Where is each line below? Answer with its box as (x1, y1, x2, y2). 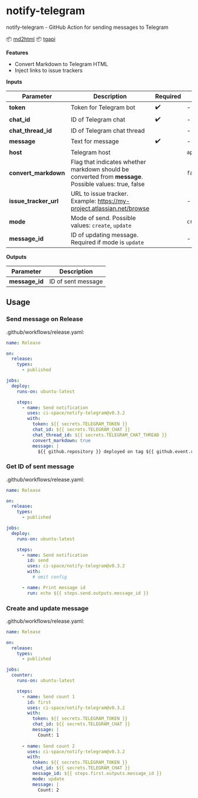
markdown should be (70, 165, 130, 173)
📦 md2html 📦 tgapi (6, 35, 56, 42)
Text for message (70, 137, 119, 146)
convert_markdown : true (32, 438, 91, 444)
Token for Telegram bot (70, 103, 136, 111)
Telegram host (70, 148, 111, 156)
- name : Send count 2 (21, 743, 75, 749)
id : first (27, 699, 51, 705)
